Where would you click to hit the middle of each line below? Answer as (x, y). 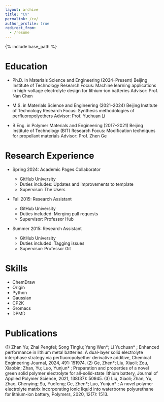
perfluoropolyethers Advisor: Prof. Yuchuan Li (59, 116)
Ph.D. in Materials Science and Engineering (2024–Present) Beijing (80, 80)
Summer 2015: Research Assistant (47, 228)
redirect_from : (21, 28)
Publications (31, 334)
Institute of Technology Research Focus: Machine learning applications (84, 85)
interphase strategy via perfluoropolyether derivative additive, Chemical (78, 357)
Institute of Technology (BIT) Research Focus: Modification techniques (84, 131)
